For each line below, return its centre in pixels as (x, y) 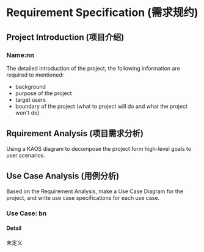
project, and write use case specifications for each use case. (83, 197)
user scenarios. (26, 155)
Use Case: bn (27, 213)
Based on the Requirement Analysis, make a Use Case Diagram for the (95, 191)
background (30, 86)
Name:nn (20, 55)
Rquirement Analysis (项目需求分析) (75, 133)
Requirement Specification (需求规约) (102, 13)
